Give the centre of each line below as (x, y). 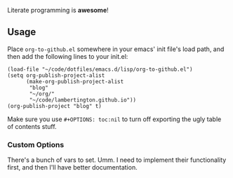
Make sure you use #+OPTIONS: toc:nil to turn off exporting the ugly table (114, 119)
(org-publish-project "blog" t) (54, 106)
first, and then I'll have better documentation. (73, 167)
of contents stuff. (32, 126)
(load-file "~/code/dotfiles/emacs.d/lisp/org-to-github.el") (100, 69)
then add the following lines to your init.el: (68, 56)
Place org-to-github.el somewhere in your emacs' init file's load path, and (116, 49)
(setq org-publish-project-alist (56, 75)
